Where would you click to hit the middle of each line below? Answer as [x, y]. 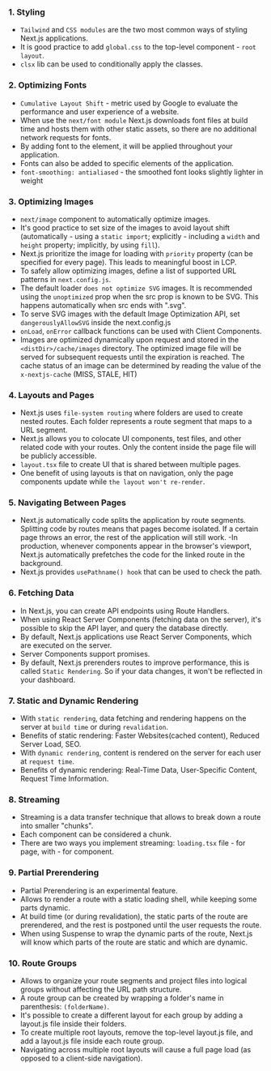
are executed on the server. [66, 645]
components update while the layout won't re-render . [112, 482]
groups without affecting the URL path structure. [101, 989]
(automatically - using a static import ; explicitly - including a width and [140, 236]
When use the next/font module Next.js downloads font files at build [134, 120]
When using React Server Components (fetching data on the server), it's [140, 619]
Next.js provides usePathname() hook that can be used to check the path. [141, 572]
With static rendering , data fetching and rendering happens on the [133, 718]
